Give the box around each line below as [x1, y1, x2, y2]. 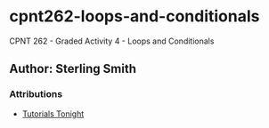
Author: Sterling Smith [9, 61, 136, 76]
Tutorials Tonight [21, 108, 85, 119]
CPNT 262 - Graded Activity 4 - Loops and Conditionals [9, 36, 215, 46]
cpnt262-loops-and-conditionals [9, 6, 260, 27]
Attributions [9, 88, 63, 100]
